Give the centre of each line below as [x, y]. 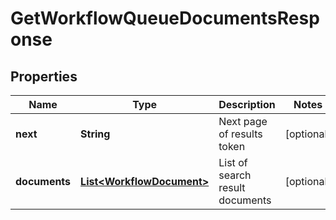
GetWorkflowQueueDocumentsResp [165, 18]
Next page [243, 121]
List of [233, 162]
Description [247, 104]
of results [240, 134]
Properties [44, 76]
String [95, 134]
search [235, 175]
